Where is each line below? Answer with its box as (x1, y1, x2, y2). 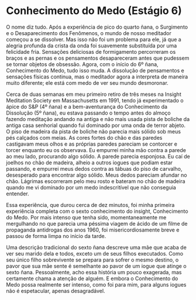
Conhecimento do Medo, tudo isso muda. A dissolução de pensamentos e (6, 67, 184, 74)
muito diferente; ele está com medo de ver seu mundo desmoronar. (6, 79, 169, 86)
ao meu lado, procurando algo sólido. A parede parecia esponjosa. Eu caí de (6, 153, 190, 160)
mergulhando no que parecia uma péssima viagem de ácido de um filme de (6, 220, 188, 227)
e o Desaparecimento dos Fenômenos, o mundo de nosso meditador (6, 29, 171, 36)
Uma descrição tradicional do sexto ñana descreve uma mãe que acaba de (6, 244, 187, 251)
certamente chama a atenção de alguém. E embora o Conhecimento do (6, 275, 178, 282)
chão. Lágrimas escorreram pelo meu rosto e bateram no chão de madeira (6, 177, 185, 185)
